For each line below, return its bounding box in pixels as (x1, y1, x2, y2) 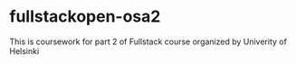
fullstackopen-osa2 (9, 6, 161, 27)
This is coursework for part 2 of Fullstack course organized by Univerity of (9, 36, 288, 47)
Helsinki (9, 45, 40, 56)
